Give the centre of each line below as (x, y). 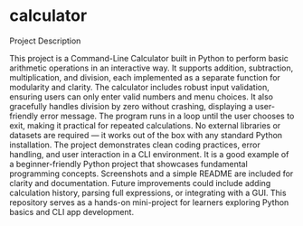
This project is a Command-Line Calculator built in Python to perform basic (149, 58)
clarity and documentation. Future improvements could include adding (140, 183)
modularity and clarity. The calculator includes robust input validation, (139, 87)
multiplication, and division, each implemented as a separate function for (145, 77)
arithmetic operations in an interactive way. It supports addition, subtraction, (151, 68)
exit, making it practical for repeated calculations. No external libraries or (145, 125)
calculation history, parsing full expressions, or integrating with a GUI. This (148, 193)
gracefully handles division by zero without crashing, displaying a (131, 106)
